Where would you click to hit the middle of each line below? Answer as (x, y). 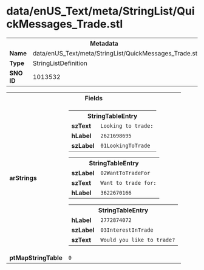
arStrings (23, 178)
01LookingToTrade (125, 145)
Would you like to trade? (138, 240)
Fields (94, 98)
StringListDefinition (60, 63)
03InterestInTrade (127, 230)
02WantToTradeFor (125, 173)
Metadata (104, 43)
